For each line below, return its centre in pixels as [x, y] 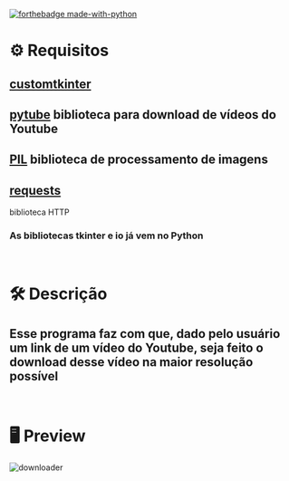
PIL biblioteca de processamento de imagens [139, 160]
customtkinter [50, 84]
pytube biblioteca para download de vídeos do [143, 115]
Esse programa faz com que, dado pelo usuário [145, 334]
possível [34, 376]
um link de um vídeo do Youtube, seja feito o [137, 347]
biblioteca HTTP [39, 212]
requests [35, 190]
